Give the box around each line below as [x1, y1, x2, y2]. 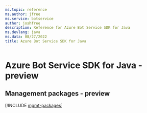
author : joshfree [5, 20, 41, 26]
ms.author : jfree [5, 12, 41, 17]
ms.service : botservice [5, 16, 54, 21]
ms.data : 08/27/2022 [5, 35, 48, 39]
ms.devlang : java [5, 30, 41, 35]
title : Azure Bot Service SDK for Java [5, 39, 87, 44]
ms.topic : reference [5, 7, 48, 12]
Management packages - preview [5, 90, 110, 98]
